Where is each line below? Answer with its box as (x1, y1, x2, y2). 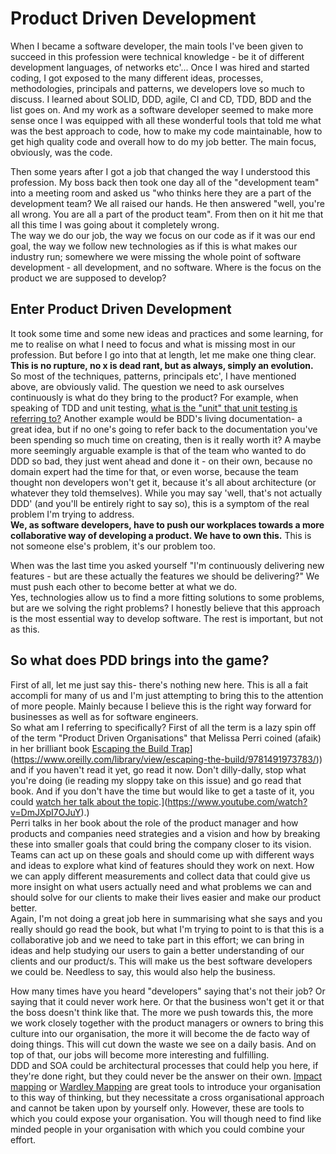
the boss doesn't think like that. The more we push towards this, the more (10, 1006, 314, 1018)
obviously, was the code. (10, 146, 113, 158)
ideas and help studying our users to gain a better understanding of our (10, 944, 305, 956)
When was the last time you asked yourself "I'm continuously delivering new (10, 559, 325, 571)
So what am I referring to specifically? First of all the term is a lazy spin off (10, 721, 317, 733)
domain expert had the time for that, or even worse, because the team (10, 465, 299, 477)
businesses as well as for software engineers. (10, 710, 199, 722)
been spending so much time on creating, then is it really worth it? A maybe (10, 433, 322, 446)
